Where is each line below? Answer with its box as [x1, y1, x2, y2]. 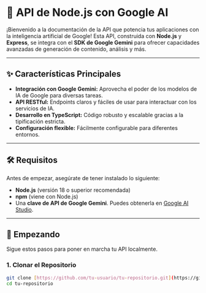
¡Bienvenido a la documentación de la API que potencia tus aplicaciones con [6, 26, 199, 33]
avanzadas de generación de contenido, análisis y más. [6, 45, 147, 53]
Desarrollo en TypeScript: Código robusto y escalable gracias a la [15, 111, 184, 118]
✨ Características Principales [6, 69, 121, 79]
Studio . [15, 205, 34, 213]
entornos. [15, 131, 40, 138]
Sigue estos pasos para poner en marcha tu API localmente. [6, 245, 158, 253]
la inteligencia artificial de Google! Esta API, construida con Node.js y [6, 32, 182, 39]
